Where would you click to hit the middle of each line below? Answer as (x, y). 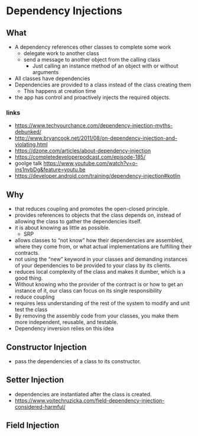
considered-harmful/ (40, 406)
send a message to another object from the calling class (92, 60)
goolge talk (28, 163)
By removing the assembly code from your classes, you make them (97, 316)
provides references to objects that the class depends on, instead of (98, 215)
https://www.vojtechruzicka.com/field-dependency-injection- (90, 400)
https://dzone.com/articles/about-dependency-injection (83, 151)
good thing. (29, 278)
